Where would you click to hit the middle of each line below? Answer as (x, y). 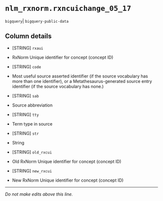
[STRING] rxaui (28, 48)
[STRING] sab (25, 95)
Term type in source (32, 124)
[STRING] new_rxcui (32, 170)
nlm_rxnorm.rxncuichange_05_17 (68, 8)
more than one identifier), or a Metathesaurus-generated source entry (82, 81)
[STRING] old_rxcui (32, 152)
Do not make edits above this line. (39, 194)
